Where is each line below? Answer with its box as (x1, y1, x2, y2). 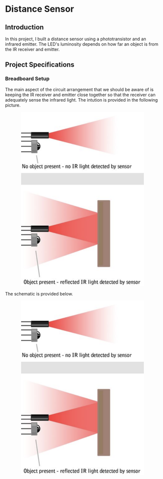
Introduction (5, 23, 44, 31)
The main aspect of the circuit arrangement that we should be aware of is (5, 86, 154, 92)
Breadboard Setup (5, 75, 50, 82)
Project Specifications (5, 60, 75, 69)
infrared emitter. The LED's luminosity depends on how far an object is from (5, 41, 159, 47)
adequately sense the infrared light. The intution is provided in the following (5, 97, 158, 103)
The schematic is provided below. (5, 291, 73, 297)
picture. (5, 102, 21, 108)
